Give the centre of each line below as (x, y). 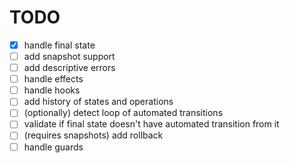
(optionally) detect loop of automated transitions (123, 113)
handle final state (59, 45)
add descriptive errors (69, 68)
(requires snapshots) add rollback (93, 135)
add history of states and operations (98, 102)
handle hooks (52, 90)
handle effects (53, 79)
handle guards (53, 147)
